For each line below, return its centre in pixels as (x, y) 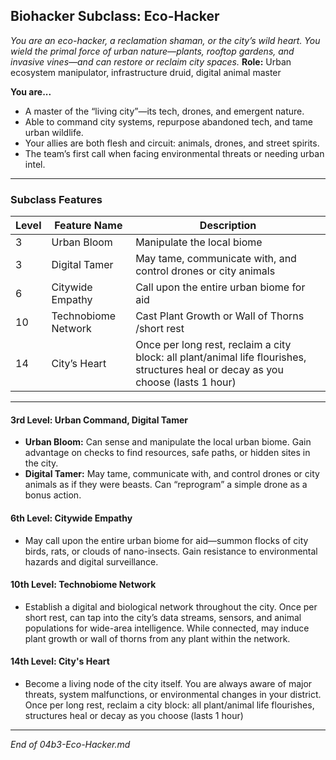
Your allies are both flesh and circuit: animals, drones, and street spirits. (172, 143)
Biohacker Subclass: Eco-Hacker (115, 16)
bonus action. (53, 495)
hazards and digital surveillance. (91, 561)
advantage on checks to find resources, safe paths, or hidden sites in (167, 453)
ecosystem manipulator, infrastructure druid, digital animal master (146, 72)
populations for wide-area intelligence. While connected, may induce (167, 628)
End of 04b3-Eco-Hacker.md (70, 744)
